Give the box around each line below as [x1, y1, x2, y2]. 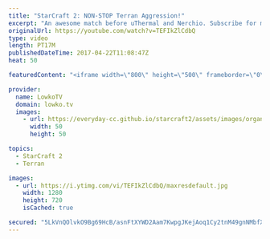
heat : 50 [8, 57, 38, 65]
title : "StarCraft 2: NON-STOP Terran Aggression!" [8, 11, 185, 20]
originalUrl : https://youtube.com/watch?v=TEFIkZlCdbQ [8, 26, 196, 34]
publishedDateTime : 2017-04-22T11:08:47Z [8, 49, 149, 57]
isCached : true [22, 204, 74, 213]
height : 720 [22, 196, 63, 205]
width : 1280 [22, 189, 63, 197]
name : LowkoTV [15, 93, 63, 101]
